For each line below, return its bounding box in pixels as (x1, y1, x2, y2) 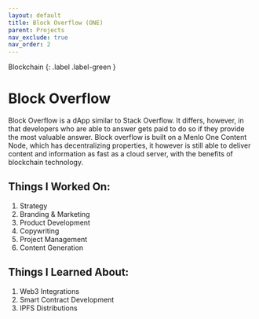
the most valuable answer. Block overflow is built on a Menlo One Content (8, 133, 247, 142)
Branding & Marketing (19, 209, 90, 218)
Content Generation (19, 243, 84, 252)
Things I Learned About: (8, 266, 129, 279)
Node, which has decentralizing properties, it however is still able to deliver (8, 141, 251, 150)
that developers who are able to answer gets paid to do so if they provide (8, 124, 245, 134)
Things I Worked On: (8, 180, 111, 193)
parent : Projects (8, 26, 65, 34)
